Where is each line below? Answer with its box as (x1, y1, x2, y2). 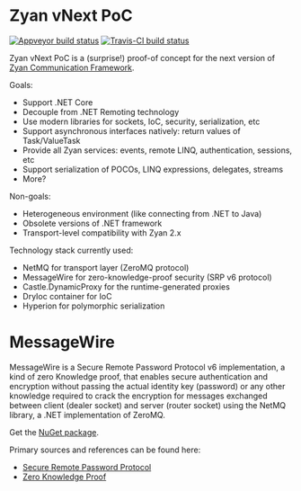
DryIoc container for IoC (22, 290, 112, 301)
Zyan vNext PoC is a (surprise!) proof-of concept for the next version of (9, 52, 276, 63)
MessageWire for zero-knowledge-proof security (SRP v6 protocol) (22, 272, 272, 282)
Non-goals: (9, 191, 51, 201)
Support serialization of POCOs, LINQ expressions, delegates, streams (22, 164, 284, 174)
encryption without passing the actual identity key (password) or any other (9, 380, 286, 391)
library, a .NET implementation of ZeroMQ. (9, 409, 166, 420)
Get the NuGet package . (9, 426, 99, 437)
